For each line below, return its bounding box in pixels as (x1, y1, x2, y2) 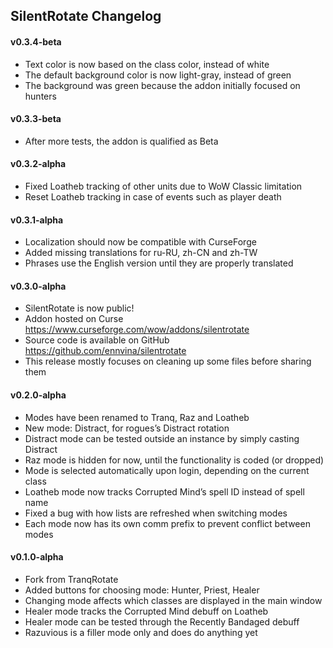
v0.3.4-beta (10, 35, 62, 48)
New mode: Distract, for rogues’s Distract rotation (24, 422, 230, 434)
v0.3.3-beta (10, 113, 62, 125)
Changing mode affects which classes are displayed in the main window (24, 594, 323, 606)
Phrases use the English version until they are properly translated (24, 257, 294, 269)
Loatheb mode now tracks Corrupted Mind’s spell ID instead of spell (24, 485, 305, 498)
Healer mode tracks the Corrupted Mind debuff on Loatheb (24, 605, 269, 617)
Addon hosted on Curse (24, 313, 124, 325)
